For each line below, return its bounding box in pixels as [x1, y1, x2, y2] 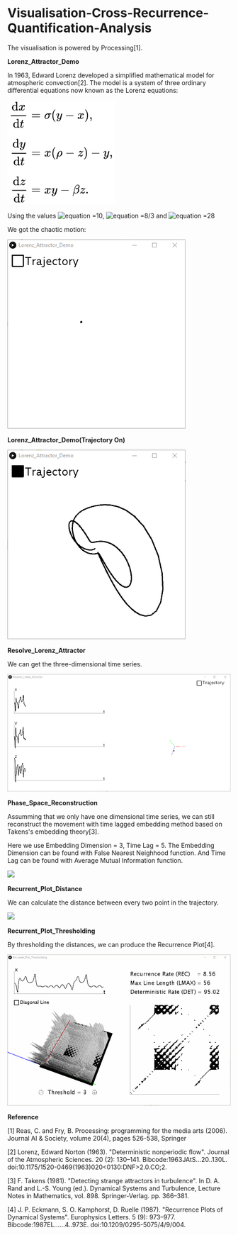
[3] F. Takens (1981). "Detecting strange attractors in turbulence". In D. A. [7, 1176, 220, 1185]
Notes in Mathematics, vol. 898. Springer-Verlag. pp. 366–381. [7, 1191, 189, 1200]
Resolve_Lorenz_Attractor [7, 646, 86, 654]
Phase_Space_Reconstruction [7, 799, 98, 807]
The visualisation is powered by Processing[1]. [7, 43, 143, 52]
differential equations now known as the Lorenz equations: [7, 86, 178, 94]
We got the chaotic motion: [7, 225, 86, 233]
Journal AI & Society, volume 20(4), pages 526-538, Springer [7, 1134, 187, 1142]
